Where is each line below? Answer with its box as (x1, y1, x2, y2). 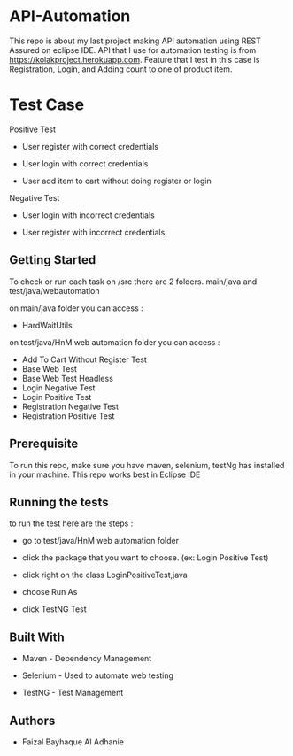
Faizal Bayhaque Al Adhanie (21, 737, 124, 747)
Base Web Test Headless (21, 373, 113, 383)
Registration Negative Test (21, 401, 120, 412)
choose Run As (21, 587, 78, 598)
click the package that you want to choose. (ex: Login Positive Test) (21, 552, 269, 563)
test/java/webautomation (9, 285, 100, 296)
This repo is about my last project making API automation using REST (9, 35, 261, 46)
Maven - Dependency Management (21, 653, 152, 664)
